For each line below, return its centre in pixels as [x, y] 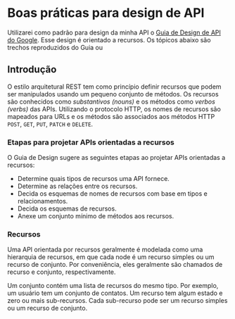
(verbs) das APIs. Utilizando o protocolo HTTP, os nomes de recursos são [114, 109]
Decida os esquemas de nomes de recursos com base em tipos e [112, 194]
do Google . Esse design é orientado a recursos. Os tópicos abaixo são [109, 39]
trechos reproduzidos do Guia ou [55, 47]
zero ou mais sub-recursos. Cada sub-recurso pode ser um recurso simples [118, 301]
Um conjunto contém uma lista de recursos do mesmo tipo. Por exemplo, [113, 286]
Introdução [32, 69]
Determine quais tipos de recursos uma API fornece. [94, 179]
